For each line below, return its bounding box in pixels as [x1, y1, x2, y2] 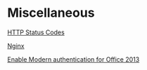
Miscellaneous [7, 5, 95, 21]
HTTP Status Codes [7, 28, 65, 36]
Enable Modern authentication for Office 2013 [7, 55, 140, 64]
